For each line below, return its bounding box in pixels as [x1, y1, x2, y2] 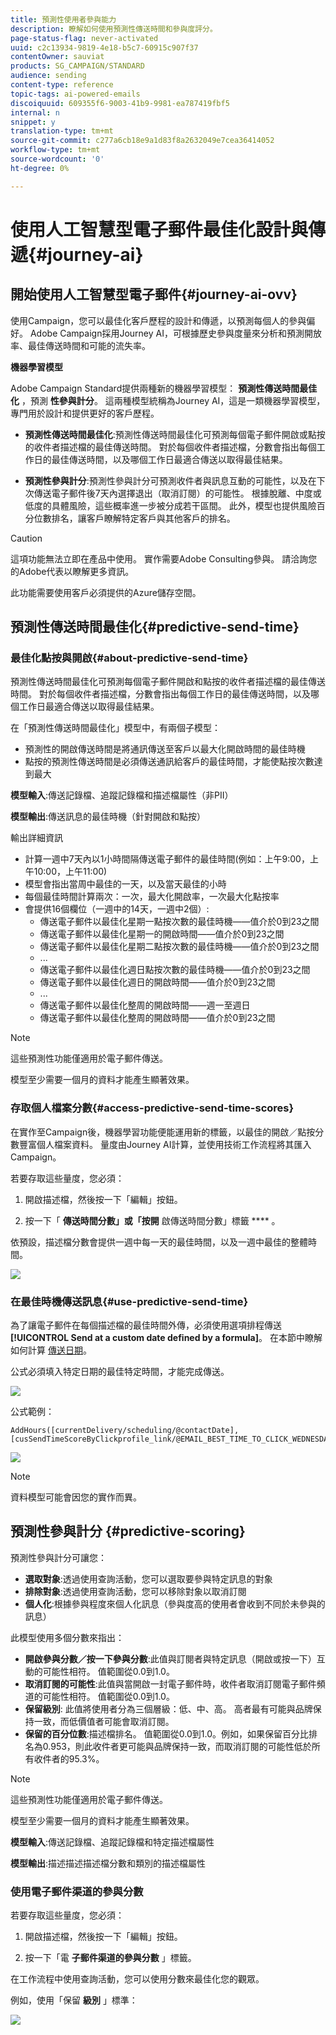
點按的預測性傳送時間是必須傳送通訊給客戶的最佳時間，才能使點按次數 [24, 756, 315, 768]
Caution [10, 532, 43, 544]
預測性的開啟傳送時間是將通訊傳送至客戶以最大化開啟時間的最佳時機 [24, 743, 306, 755]
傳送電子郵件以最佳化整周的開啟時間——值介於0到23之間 [39, 1012, 276, 1024]
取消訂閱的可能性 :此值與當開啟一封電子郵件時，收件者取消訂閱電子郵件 [24, 1677, 317, 1690]
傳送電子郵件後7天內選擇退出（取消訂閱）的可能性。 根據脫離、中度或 [33, 487, 322, 499]
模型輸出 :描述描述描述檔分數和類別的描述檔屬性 [10, 1857, 207, 1869]
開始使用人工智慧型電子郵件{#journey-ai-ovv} [10, 286, 298, 303]
